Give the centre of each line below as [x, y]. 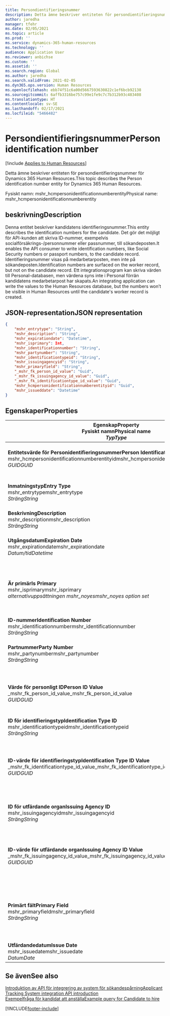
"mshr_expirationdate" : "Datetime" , [53, 339]
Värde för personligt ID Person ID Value [55, 687]
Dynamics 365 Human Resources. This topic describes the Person [74, 178]
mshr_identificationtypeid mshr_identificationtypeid [68, 727]
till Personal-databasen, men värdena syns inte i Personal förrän [72, 275]
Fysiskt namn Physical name [116, 432]
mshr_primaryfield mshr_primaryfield [51, 912]
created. [14, 297]
